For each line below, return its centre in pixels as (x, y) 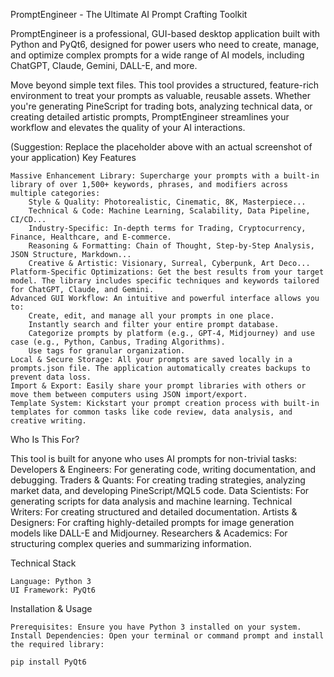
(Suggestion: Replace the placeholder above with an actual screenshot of (161, 147)
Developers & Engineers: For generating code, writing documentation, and (163, 469)
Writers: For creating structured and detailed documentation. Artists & (154, 512)
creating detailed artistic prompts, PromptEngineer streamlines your (150, 117)
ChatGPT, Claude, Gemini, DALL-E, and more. (104, 65)
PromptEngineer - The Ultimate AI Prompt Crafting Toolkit (129, 14)
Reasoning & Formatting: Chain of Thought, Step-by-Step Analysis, (171, 246)
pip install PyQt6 (48, 662)
